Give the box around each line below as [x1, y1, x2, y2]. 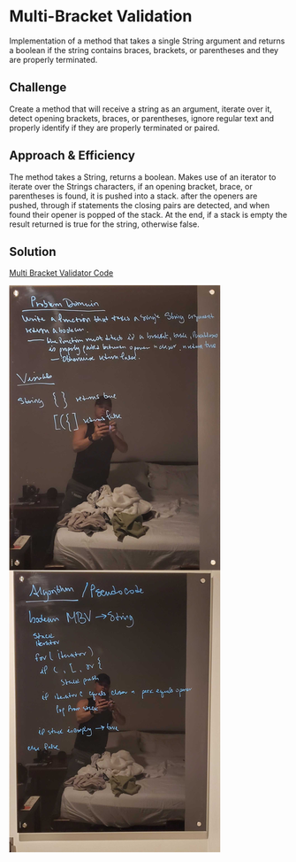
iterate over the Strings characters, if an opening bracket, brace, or [9, 181, 254, 191]
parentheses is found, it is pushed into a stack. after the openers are [9, 190, 258, 201]
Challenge [9, 80, 67, 95]
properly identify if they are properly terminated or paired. [9, 122, 220, 133]
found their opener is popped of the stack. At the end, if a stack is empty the [9, 209, 288, 220]
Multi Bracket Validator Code [9, 268, 114, 278]
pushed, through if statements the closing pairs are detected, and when [9, 199, 270, 210]
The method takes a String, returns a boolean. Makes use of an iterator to [9, 171, 277, 182]
